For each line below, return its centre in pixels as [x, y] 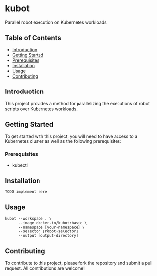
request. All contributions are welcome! [45, 268]
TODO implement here [26, 192]
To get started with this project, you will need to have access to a [71, 136]
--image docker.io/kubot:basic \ [53, 223]
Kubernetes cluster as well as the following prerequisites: [63, 141]
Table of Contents [33, 38]
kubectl [20, 165]
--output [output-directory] [48, 236]
